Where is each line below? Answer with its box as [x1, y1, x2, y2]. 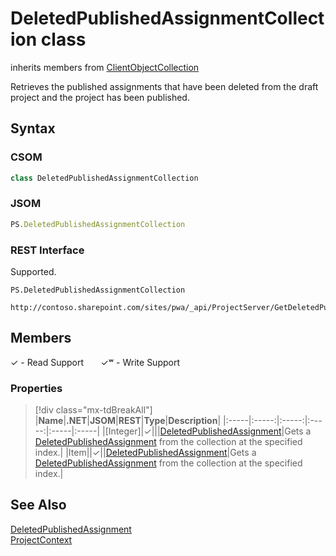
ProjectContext [10, 533, 73, 546]
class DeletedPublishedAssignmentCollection [10, 173, 199, 183]
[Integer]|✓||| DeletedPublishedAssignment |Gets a [104, 425, 312, 437]
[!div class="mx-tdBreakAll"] [34, 404, 153, 416]
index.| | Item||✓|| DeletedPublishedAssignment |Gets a [34, 447, 257, 459]
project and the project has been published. [10, 91, 190, 103]
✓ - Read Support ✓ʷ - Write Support [10, 356, 180, 368]
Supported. [10, 265, 57, 277]
